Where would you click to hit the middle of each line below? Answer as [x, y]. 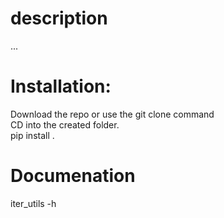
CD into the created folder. [65, 124]
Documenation [73, 176]
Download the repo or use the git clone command [112, 114]
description [59, 18]
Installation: [61, 86]
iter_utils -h [33, 203]
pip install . [32, 135]
